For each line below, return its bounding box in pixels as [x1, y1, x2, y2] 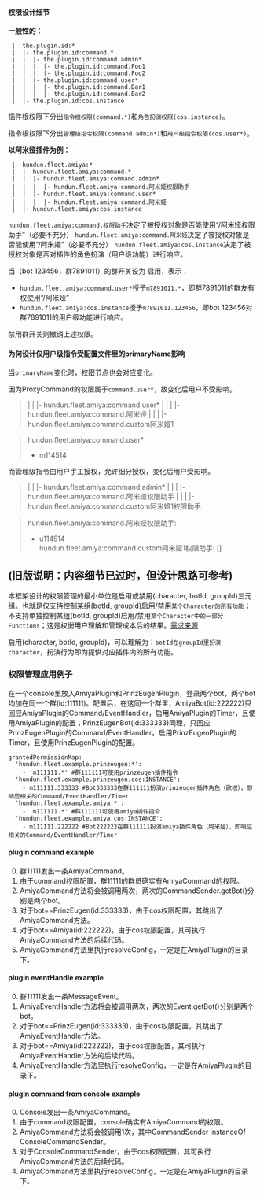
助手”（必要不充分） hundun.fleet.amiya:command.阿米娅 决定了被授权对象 [8, 230, 244, 239]
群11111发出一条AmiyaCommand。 [19, 866, 130, 876]
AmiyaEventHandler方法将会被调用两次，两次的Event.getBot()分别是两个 [19, 1001, 255, 1011]
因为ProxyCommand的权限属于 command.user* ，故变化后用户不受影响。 [8, 384, 237, 394]
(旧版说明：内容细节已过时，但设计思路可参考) [8, 569, 233, 582]
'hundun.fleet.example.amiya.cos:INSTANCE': [15, 814, 163, 822]
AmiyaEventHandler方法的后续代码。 [19, 1050, 139, 1060]
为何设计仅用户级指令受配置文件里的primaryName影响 [8, 349, 185, 358]
